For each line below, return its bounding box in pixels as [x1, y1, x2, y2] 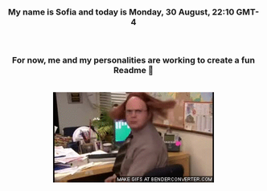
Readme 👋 [113, 65, 154, 76]
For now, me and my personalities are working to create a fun [11, 55, 256, 66]
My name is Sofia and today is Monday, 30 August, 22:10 [7, 6, 235, 18]
